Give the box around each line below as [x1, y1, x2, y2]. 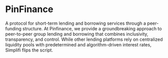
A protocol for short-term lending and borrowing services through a [5, 20, 146, 26]
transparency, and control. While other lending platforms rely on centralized [5, 36, 163, 42]
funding [5, 25, 22, 31]
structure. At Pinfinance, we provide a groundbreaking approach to [22, 25, 162, 31]
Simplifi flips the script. [5, 47, 53, 53]
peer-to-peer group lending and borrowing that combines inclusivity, [5, 31, 148, 37]
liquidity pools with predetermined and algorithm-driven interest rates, [5, 41, 152, 47]
